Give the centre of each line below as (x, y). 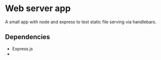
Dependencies (27, 37)
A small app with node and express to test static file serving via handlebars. (81, 22)
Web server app (38, 8)
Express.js (22, 48)
